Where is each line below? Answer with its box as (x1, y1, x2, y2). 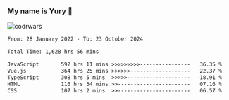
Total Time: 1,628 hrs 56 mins (7, 48, 99, 55)
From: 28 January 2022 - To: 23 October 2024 (7, 36, 143, 43)
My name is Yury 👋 (7, 6, 73, 16)
